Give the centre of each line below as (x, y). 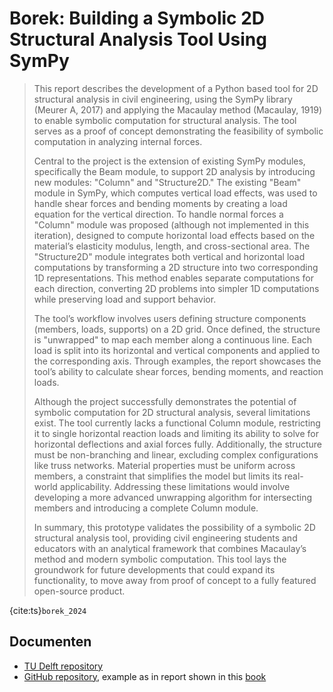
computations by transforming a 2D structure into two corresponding (176, 267)
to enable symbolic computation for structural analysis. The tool (165, 120)
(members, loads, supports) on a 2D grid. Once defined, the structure (177, 329)
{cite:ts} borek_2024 (48, 610)
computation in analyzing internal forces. (118, 141)
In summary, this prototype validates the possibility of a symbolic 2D (174, 527)
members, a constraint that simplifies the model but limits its (157, 476)
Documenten (50, 642)
